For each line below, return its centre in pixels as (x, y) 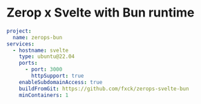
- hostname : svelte (41, 50)
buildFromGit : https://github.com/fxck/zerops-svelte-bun (104, 89)
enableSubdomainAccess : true (61, 82)
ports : (28, 63)
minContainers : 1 (44, 95)
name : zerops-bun (38, 37)
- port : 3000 (44, 70)
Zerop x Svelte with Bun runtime (100, 13)
